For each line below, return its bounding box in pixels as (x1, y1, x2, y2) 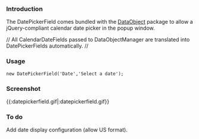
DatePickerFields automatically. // (6, 42, 89, 49)
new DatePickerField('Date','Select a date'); (6, 71, 124, 77)
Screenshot (6, 84, 41, 93)
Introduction (6, 5, 43, 13)
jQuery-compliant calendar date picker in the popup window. (6, 24, 155, 31)
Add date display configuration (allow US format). (6, 127, 128, 134)
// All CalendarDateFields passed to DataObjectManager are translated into (6, 36, 190, 43)
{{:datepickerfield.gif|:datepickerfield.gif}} (6, 97, 110, 105)
